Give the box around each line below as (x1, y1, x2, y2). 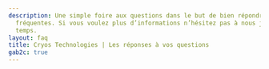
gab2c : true (8, 48, 48, 56)
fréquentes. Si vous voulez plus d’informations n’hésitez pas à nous (15, 19, 256, 27)
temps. (15, 26, 38, 34)
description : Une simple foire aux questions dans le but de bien (8, 11, 235, 20)
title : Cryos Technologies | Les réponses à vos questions (8, 41, 210, 49)
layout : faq (8, 33, 48, 42)
